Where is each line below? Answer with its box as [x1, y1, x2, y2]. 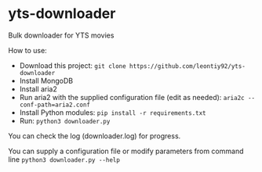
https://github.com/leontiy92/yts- [129, 62, 246, 70]
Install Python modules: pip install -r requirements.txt [19, 107, 206, 117]
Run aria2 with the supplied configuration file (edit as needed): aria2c [19, 92, 245, 102]
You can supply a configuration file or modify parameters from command [8, 146, 244, 156]
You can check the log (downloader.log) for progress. [8, 131, 181, 141]
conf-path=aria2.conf [19, 101, 90, 109]
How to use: [8, 45, 47, 55]
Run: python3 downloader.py [19, 116, 111, 125]
